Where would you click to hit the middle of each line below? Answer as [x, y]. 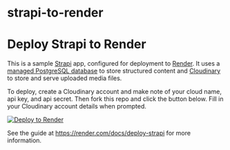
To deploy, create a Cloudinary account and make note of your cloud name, [115, 92]
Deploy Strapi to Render [77, 45]
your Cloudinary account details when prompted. [77, 106]
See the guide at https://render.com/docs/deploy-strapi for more [99, 133]
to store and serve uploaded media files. [65, 78]
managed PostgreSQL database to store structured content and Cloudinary [114, 71]
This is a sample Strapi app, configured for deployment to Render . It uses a [114, 64]
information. [25, 140]
